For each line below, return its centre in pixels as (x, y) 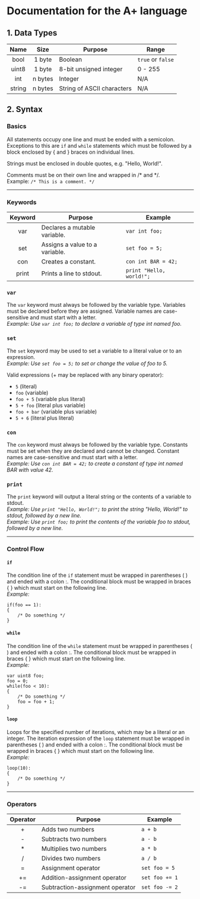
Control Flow (26, 549)
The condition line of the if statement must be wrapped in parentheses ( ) (97, 575)
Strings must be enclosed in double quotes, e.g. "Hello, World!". (85, 163)
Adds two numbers (68, 829)
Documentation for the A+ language (97, 11)
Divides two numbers (71, 858)
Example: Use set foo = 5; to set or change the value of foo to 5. (87, 363)
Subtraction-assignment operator (88, 887)
